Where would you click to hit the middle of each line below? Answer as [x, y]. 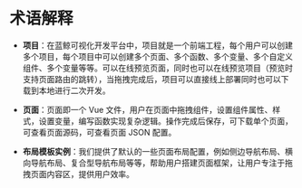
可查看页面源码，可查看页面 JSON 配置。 [99, 132]
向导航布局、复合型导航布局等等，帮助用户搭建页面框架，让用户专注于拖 [157, 163]
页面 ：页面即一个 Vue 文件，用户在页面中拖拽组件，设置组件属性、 [147, 109]
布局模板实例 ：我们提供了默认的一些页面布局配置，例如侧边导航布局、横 [157, 151]
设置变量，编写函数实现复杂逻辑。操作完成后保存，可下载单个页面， [166, 121]
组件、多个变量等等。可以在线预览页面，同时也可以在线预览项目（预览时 [157, 68]
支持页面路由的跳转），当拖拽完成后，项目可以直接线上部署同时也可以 [151, 79]
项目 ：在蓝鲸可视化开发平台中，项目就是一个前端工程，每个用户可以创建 [157, 45]
